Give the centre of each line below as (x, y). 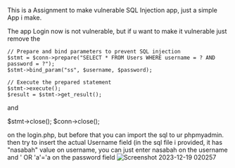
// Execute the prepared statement (59, 82)
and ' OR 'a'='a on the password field (61, 157)
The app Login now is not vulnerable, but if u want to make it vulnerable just (117, 31)
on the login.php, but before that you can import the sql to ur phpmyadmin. (115, 135)
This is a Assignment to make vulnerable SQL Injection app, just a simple (113, 10)
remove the (24, 39)
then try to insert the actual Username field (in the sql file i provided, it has (115, 142)
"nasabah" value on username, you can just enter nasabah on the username (118, 150)
